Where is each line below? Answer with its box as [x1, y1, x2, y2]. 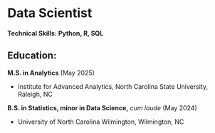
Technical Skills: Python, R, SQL [7, 28, 104, 37]
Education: [7, 50, 57, 62]
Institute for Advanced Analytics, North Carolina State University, [17, 82, 209, 90]
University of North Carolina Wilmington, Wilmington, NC [17, 117, 184, 126]
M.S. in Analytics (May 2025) [7, 68, 95, 77]
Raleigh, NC [17, 90, 53, 98]
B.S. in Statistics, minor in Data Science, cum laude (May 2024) [7, 103, 197, 112]
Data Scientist [7, 5, 93, 21]
